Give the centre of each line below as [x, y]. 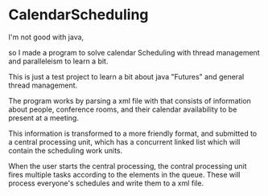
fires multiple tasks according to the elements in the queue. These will [124, 174]
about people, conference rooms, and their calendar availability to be [123, 109]
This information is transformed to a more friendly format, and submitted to [133, 133]
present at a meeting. [43, 117]
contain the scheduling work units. [66, 150]
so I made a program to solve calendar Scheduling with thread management [134, 52]
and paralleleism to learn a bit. [58, 61]
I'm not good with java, [46, 37]
